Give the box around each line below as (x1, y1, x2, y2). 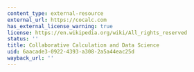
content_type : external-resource (7, 10, 104, 17)
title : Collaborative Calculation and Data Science (7, 42, 159, 49)
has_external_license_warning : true (7, 23, 113, 29)
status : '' (7, 36, 39, 43)
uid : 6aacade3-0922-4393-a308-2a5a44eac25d (7, 49, 135, 56)
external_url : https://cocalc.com (7, 16, 107, 23)
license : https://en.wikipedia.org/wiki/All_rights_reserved (7, 29, 188, 36)
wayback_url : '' (7, 55, 54, 62)
